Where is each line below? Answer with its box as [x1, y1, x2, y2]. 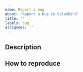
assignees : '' [5, 25, 34, 30]
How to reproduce [5, 59, 61, 68]
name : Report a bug [5, 7, 45, 12]
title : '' [5, 16, 25, 21]
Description [5, 43, 41, 51]
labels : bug [5, 20, 29, 26]
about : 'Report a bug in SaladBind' [5, 12, 79, 16]
